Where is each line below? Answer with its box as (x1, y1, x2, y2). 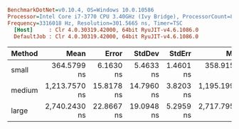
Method (11, 49, 38, 59)
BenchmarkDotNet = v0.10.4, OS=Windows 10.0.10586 (7, 6, 154, 13)
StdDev (134, 49, 160, 59)
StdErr (169, 49, 192, 59)
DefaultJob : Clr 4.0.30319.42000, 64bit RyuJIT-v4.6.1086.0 (14, 33, 199, 40)
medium (11, 86, 38, 96)
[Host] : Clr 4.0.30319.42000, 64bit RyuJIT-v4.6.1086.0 (14, 26, 199, 33)
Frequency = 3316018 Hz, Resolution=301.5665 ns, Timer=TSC (7, 19, 183, 27)
